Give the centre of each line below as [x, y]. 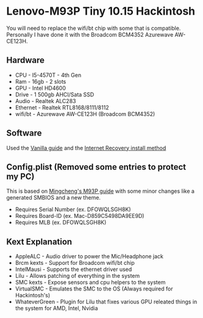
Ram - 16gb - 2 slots [41, 81]
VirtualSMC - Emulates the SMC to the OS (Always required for [94, 289]
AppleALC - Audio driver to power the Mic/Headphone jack [89, 256]
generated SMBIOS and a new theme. [54, 198]
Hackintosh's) [33, 295]
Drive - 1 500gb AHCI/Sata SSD [55, 94]
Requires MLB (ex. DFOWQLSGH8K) [61, 222]
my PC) [20, 176]
